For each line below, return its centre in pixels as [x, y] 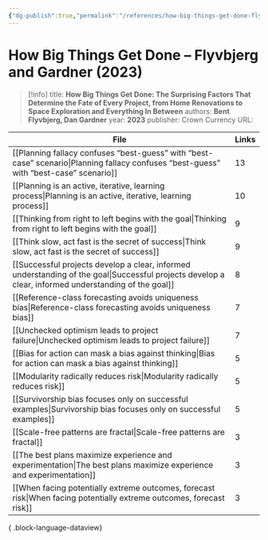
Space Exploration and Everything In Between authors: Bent [128, 111]
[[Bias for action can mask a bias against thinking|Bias [114, 353]
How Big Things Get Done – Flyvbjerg [134, 55]
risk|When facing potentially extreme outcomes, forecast [118, 498]
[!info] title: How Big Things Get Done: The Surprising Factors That [139, 94]
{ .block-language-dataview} [55, 527]
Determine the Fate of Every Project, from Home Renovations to [135, 102]
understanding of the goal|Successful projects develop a [118, 274]
